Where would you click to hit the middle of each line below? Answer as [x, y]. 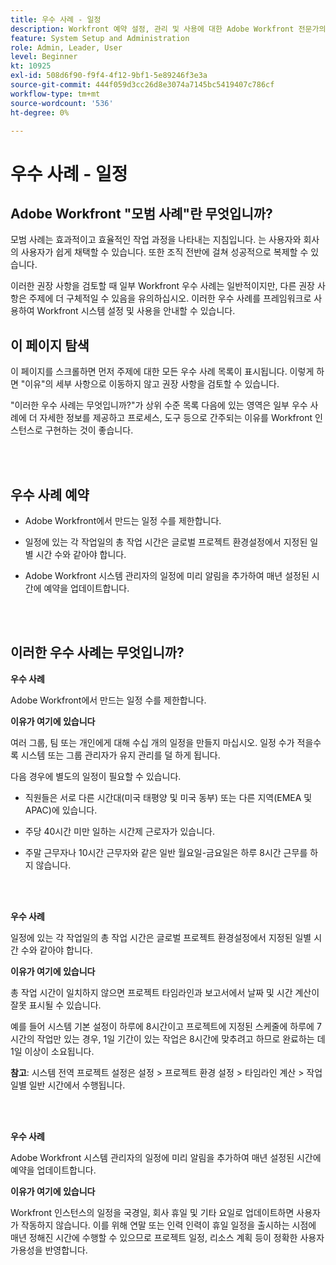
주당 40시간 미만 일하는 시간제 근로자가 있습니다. [119, 831]
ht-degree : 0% [40, 112]
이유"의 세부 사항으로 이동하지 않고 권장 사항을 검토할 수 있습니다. [152, 384]
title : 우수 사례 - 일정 [56, 19]
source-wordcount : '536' [62, 103]
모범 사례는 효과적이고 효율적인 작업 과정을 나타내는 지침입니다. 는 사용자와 [156, 240]
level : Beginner [44, 57]
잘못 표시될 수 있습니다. [56, 1005]
